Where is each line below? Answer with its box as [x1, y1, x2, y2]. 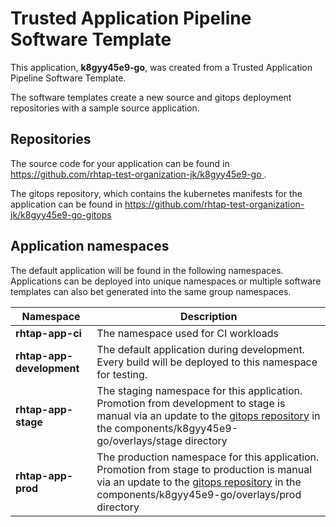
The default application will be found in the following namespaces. [10, 264, 284, 276]
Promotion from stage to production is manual [96, 462, 313, 476]
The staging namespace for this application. [96, 383, 303, 397]
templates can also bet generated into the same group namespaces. [10, 285, 292, 297]
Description [179, 309, 238, 323]
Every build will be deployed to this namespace [96, 355, 318, 369]
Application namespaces [10, 238, 170, 255]
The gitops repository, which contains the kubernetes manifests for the [10, 187, 303, 199]
